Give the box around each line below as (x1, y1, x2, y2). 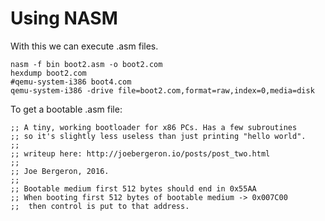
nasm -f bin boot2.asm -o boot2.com (10, 59, 163, 69)
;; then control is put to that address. (10, 201, 190, 211)
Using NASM (10, 7, 118, 30)
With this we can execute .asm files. (10, 40, 159, 52)
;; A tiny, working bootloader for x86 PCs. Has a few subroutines (10, 122, 298, 132)
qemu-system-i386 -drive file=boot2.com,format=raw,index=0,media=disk (10, 85, 315, 96)
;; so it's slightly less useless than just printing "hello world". (10, 131, 307, 141)
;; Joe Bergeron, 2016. (10, 166, 110, 176)
